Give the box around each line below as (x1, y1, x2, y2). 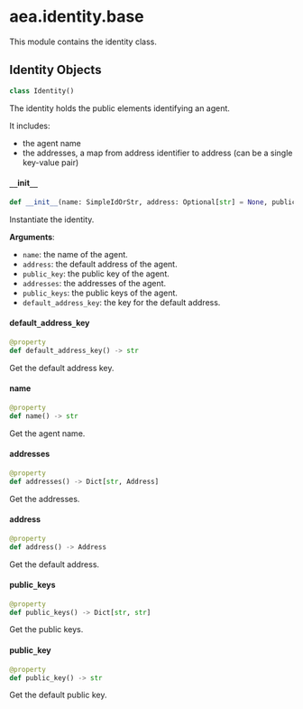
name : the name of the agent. (22, 248, 128, 259)
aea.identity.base (9, 6, 144, 27)
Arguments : (9, 231, 56, 242)
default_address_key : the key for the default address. (22, 296, 221, 308)
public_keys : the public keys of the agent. (22, 287, 179, 298)
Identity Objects (9, 62, 102, 78)
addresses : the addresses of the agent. (22, 277, 167, 288)
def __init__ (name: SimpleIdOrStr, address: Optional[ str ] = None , (9, 197, 269, 207)
